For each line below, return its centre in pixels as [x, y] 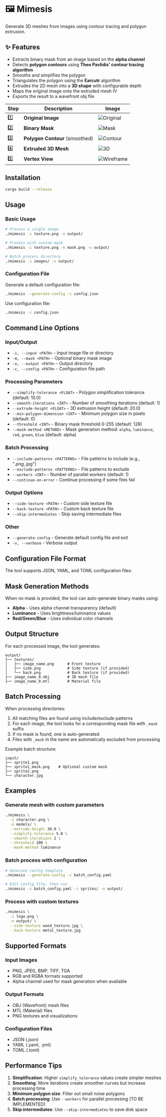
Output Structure [32, 634]
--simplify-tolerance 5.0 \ [39, 833]
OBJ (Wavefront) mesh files [41, 1005]
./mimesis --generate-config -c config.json [52, 294]
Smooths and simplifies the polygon [49, 75]
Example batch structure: [31, 749]
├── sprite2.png [22, 771]
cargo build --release [28, 189]
